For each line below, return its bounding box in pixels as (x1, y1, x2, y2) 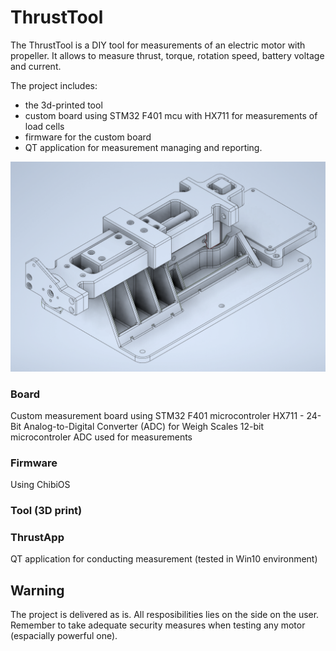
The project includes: (10, 79, 98, 91)
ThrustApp (10, 531, 65, 545)
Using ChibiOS (10, 479, 71, 491)
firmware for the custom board (24, 131, 152, 143)
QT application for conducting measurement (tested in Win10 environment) (10, 553, 318, 565)
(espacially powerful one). (10, 630, 118, 642)
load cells (24, 120, 65, 132)
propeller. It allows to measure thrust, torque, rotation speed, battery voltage (10, 49, 325, 61)
